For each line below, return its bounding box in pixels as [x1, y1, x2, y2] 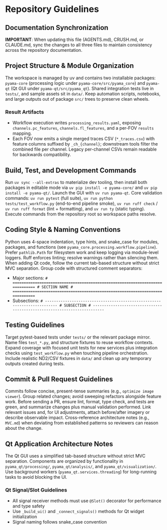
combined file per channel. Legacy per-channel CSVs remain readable [12, 146, 157, 153]
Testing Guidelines [5, 321, 65, 330]
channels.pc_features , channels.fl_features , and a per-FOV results [12, 125, 154, 131]
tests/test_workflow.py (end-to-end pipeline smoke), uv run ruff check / [5, 200, 158, 206]
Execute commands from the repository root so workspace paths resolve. [5, 211, 157, 217]
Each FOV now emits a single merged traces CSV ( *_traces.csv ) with [12, 136, 155, 142]
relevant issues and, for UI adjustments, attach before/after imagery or [5, 409, 150, 415]
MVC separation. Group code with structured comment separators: [5, 265, 143, 271]
